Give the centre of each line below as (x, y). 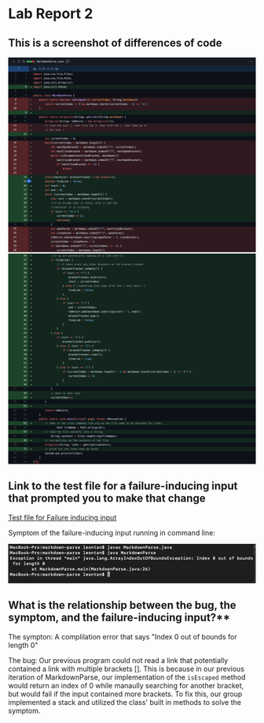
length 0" (23, 645)
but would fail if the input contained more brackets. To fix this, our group (125, 694)
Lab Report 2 (51, 14)
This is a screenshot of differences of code (115, 43)
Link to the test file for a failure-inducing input (123, 486)
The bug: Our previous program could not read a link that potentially (118, 660)
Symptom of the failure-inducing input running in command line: (112, 532)
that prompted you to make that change (107, 499)
